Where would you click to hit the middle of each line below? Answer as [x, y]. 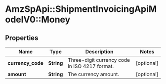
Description [99, 52]
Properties [22, 38]
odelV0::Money [38, 20]
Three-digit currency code [99, 60]
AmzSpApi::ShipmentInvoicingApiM [81, 9]
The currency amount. [93, 74]
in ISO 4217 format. [91, 66]
